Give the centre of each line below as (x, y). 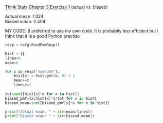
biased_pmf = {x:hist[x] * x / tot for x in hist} (51, 98)
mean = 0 (12, 62)
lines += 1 (23, 85)
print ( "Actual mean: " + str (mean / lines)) (49, 112)
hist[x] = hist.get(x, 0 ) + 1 (45, 76)
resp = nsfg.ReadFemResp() (32, 45)
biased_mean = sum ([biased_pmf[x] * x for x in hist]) (57, 103)
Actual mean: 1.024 (24, 16)
